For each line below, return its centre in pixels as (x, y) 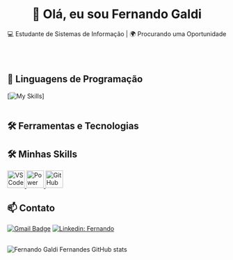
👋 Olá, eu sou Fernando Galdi (117, 14)
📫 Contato (31, 208)
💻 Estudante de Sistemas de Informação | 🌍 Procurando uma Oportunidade (117, 33)
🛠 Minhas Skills (42, 154)
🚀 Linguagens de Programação (75, 79)
